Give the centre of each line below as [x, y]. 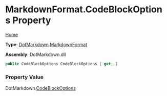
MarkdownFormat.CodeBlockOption [84, 9]
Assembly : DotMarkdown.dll [36, 54]
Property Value [25, 77]
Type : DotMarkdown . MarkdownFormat [46, 44]
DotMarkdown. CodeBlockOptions [40, 88]
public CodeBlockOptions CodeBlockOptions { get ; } [61, 64]
